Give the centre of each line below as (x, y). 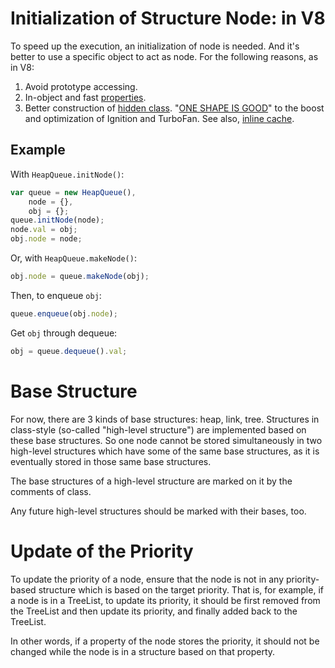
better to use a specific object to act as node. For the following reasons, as (164, 56)
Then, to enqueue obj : (56, 295)
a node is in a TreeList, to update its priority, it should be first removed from (165, 600)
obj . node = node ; (46, 239)
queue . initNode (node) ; (57, 220)
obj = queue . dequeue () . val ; (69, 351)
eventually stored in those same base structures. (111, 461)
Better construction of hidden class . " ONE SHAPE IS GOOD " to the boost (174, 108)
